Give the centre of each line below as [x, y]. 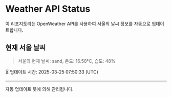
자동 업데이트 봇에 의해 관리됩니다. [39, 89]
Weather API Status [48, 9]
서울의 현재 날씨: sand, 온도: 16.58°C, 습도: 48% [67, 61]
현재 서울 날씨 [26, 48]
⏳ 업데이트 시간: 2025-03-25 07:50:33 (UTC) [52, 71]
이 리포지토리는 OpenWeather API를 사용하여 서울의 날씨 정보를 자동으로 [78, 23]
